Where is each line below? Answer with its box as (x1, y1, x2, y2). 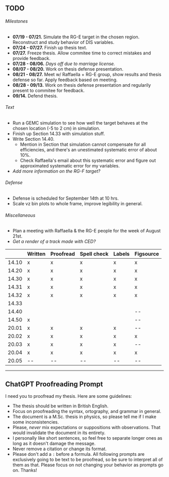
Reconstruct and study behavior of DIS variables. (12, 39, 115, 45)
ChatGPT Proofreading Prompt (5, 380, 103, 388)
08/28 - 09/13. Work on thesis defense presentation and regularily (12, 82, 151, 88)
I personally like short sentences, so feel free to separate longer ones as (12, 435, 162, 441)
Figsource (134, 251, 159, 258)
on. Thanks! (12, 467, 37, 473)
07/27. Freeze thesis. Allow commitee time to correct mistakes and (12, 50, 151, 56)
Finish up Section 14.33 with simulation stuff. (12, 131, 105, 137)
